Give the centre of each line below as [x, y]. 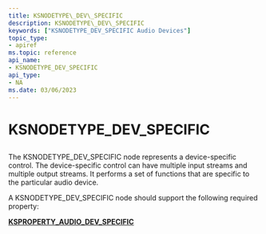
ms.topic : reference [43, 53]
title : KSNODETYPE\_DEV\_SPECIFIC [66, 16]
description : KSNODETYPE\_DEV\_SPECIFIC [77, 23]
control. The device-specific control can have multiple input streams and [128, 165]
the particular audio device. [54, 182]
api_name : [25, 61]
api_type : [25, 75]
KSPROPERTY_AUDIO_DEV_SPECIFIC [71, 221]
